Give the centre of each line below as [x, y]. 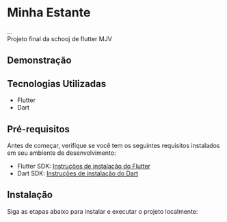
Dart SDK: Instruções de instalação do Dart [78, 173]
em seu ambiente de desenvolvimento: [62, 153]
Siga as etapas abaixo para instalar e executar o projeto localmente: [103, 211]
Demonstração [39, 61]
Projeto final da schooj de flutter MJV [60, 38]
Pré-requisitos [39, 129]
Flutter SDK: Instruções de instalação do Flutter [84, 166]
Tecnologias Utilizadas [57, 84]
